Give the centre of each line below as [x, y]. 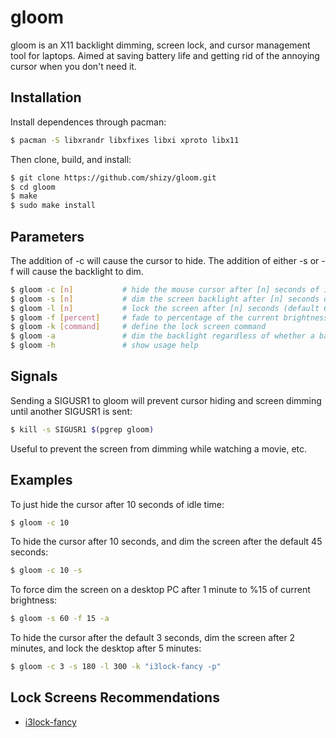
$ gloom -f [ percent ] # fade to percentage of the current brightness [169, 317]
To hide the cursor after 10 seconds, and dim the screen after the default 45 [166, 542]
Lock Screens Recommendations [115, 697]
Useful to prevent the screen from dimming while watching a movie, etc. [159, 448]
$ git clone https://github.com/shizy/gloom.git [113, 177]
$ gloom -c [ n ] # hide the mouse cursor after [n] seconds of [165, 289]
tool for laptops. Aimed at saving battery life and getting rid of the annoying [165, 55]
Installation [46, 97]
